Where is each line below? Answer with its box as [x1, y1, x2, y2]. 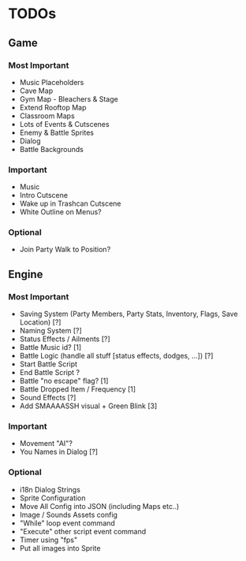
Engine [8, 267, 43, 280]
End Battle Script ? [19, 368, 80, 377]
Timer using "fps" [19, 535, 77, 544]
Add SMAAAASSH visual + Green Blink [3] [19, 401, 158, 411]
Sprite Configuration [19, 493, 86, 503]
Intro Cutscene [19, 191, 69, 200]
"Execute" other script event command [19, 526, 147, 536]
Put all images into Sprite [19, 543, 101, 552]
